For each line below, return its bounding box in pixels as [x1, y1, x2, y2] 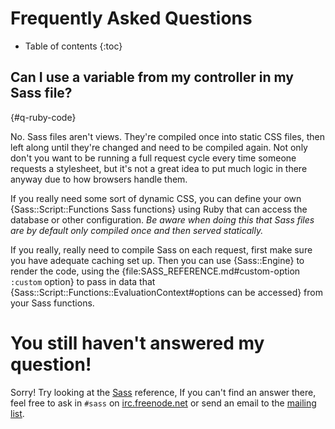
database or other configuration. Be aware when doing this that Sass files [10, 213, 315, 226]
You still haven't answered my [10, 332, 265, 354]
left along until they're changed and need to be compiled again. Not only [10, 141, 308, 153]
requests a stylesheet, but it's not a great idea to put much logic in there [10, 162, 308, 174]
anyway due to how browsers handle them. [10, 173, 188, 185]
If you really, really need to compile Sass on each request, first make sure [10, 243, 313, 256]
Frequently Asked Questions [10, 7, 253, 30]
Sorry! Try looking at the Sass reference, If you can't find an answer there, [10, 386, 317, 398]
